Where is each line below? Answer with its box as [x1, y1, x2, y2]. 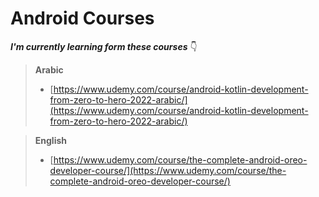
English [34, 134, 68, 146]
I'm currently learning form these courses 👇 [10, 40, 198, 52]
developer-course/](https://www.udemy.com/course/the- [49, 164, 287, 176]
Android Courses [10, 7, 155, 30]
